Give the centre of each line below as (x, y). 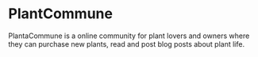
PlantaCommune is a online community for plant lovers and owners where (129, 36)
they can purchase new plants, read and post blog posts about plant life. (126, 44)
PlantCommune (61, 14)
